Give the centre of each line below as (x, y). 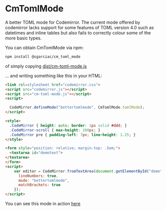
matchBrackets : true (39, 185)
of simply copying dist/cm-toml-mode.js (46, 66)
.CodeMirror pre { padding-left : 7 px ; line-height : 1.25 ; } (73, 135)
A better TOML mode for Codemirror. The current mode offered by (73, 22)
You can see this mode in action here (43, 204)
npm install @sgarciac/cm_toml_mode (43, 57)
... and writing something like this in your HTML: (54, 76)
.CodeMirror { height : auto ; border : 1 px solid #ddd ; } (68, 126)
